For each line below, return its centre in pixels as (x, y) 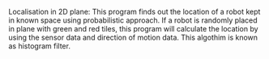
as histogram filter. (40, 46)
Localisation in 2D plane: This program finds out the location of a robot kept (134, 12)
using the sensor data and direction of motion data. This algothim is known (133, 37)
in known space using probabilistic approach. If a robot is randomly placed (133, 20)
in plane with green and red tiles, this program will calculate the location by (133, 29)
